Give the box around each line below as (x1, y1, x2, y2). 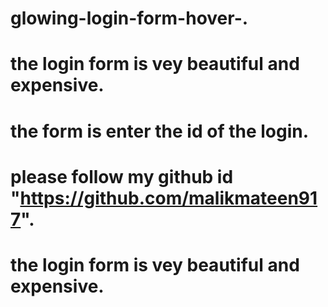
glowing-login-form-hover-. (10, 7, 249, 30)
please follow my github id (10, 165, 234, 188)
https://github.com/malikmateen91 (19, 187, 318, 209)
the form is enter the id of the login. (10, 120, 310, 142)
